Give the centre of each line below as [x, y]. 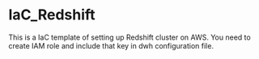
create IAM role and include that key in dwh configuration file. [111, 45]
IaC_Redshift [52, 15]
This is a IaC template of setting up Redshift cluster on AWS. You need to [129, 37]
